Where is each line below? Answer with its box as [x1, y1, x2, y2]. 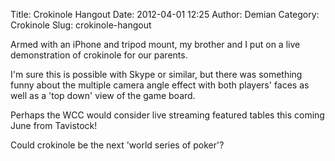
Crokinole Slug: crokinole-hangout [10, 19, 152, 31]
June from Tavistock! [10, 120, 98, 131]
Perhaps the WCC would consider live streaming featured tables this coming [10, 109, 325, 121]
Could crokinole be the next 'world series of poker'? [10, 139, 225, 151]
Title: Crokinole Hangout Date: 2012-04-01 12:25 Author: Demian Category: [10, 9, 320, 20]
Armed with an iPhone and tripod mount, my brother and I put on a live [10, 39, 301, 50]
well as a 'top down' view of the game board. [10, 90, 196, 101]
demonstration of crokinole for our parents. [10, 49, 188, 61]
